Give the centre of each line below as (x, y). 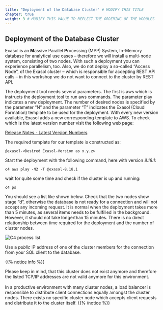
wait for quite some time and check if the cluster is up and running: (73, 178)
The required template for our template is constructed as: (63, 142)
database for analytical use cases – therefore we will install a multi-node (78, 56)
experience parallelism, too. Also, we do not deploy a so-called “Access (78, 67)
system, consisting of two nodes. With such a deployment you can (72, 61)
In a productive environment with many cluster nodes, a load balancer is (78, 287)
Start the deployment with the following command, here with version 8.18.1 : (81, 160)
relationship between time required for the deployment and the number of (80, 223)
